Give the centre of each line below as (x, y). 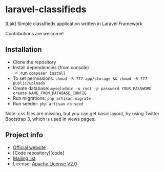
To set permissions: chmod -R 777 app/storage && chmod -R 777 (80, 78)
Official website (29, 147)
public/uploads (29, 83)
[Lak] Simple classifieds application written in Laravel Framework (74, 24)
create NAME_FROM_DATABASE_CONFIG (49, 93)
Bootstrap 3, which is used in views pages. (50, 119)
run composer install (43, 73)
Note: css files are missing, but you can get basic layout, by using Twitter (82, 113)
